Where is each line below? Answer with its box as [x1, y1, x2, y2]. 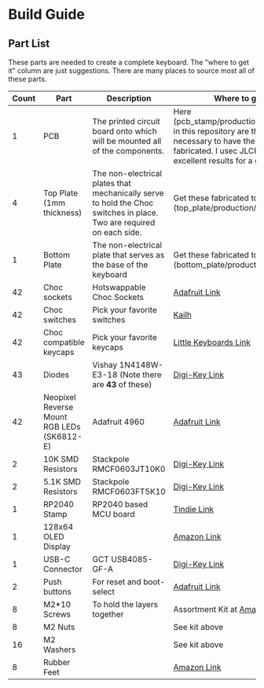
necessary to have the [173, 136, 255, 146]
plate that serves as [92, 250, 165, 260]
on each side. [92, 227, 142, 237]
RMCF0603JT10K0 [92, 463, 166, 474]
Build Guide [8, 5, 85, 24]
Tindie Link [173, 504, 214, 514]
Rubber [42, 657, 71, 668]
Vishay [92, 360, 118, 370]
